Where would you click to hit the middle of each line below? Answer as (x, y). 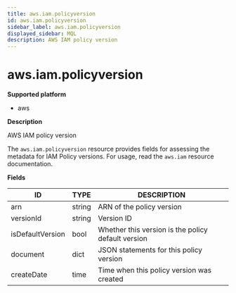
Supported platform (37, 94)
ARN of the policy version (140, 207)
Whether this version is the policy (153, 230)
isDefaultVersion (38, 235)
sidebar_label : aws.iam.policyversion (64, 27)
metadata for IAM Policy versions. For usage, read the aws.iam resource (111, 156)
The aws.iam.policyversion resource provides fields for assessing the (109, 149)
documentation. (30, 164)
